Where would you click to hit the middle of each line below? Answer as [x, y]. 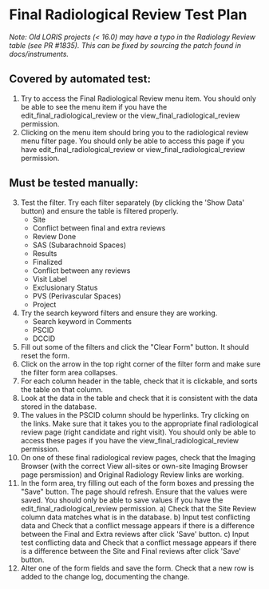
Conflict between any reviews [81, 270]
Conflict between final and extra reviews [99, 228]
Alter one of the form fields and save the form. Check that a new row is [137, 568]
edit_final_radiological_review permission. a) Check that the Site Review [138, 508]
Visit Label [49, 278]
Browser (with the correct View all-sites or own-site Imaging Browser [134, 466]
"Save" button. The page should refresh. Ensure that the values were [134, 491]
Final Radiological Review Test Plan [128, 15]
